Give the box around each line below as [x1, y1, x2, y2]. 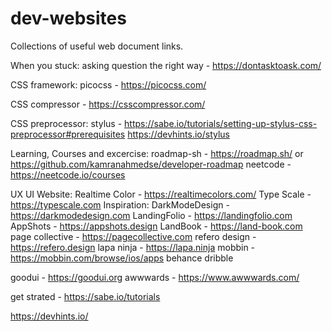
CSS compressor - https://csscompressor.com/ [10, 98, 206, 110]
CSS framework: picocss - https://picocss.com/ [10, 78, 207, 91]
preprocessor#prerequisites [10, 128, 126, 140]
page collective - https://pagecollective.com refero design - [10, 230, 257, 242]
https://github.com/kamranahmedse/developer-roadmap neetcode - [10, 158, 292, 170]
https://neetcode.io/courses [10, 168, 126, 181]
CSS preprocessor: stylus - [10, 117, 123, 129]
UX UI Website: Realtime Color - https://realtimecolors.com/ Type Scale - [10, 188, 312, 200]
